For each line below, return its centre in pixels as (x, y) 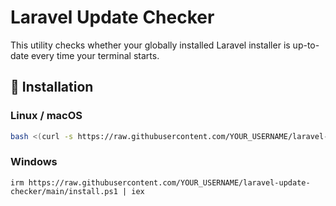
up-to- (306, 45)
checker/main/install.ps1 (64, 191)
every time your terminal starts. (95, 55)
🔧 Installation (52, 87)
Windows (34, 162)
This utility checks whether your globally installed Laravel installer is (150, 45)
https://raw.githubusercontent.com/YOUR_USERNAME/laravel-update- (169, 182)
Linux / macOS (46, 116)
